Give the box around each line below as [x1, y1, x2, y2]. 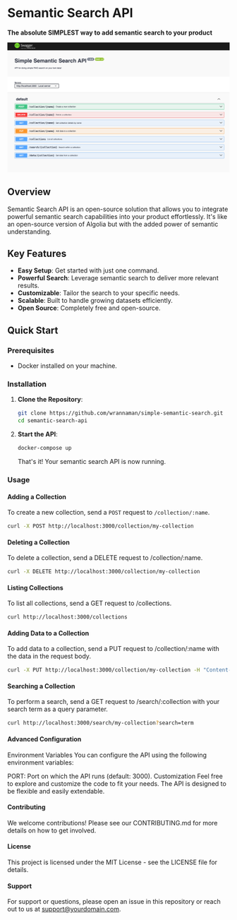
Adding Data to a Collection [7, 628, 90, 637]
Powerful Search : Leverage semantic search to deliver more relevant [17, 274, 219, 282]
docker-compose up [17, 445, 72, 452]
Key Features [7, 247, 67, 259]
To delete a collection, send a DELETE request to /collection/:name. [7, 554, 203, 562]
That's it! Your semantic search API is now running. [17, 458, 166, 465]
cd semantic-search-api [17, 417, 88, 424]
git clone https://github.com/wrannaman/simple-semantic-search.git [17, 410, 224, 417]
